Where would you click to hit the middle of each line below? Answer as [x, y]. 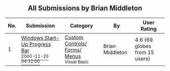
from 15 [144, 52]
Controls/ [76, 43]
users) [143, 58]
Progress [40, 44]
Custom [74, 37]
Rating [149, 29]
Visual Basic [77, 62]
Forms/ [73, 50]
